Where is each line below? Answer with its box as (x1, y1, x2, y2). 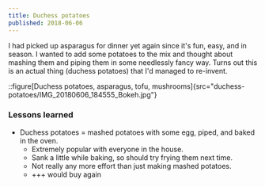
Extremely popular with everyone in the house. (31, 144, 184, 154)
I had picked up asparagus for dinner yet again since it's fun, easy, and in (8, 40, 248, 50)
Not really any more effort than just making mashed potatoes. (31, 161, 232, 170)
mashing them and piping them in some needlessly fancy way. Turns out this (8, 57, 258, 67)
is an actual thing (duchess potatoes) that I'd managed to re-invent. (8, 66, 228, 75)
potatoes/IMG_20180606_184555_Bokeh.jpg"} (8, 90, 157, 99)
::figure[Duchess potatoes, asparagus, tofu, (8, 81, 150, 91)
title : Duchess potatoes (8, 11, 90, 20)
